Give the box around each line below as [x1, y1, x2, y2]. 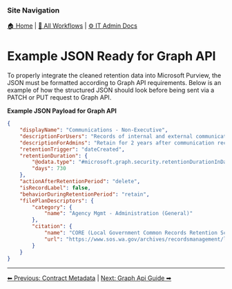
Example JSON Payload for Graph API [7, 106, 117, 115]
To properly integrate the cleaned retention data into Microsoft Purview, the [7, 71, 222, 80]
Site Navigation [7, 6, 60, 15]
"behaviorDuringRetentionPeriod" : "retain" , [19, 191, 150, 198]
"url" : [43, 236, 64, 243]
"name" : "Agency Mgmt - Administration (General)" [43, 210, 193, 217]
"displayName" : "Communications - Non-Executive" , [19, 127, 168, 133]
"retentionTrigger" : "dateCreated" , [19, 146, 126, 153]
